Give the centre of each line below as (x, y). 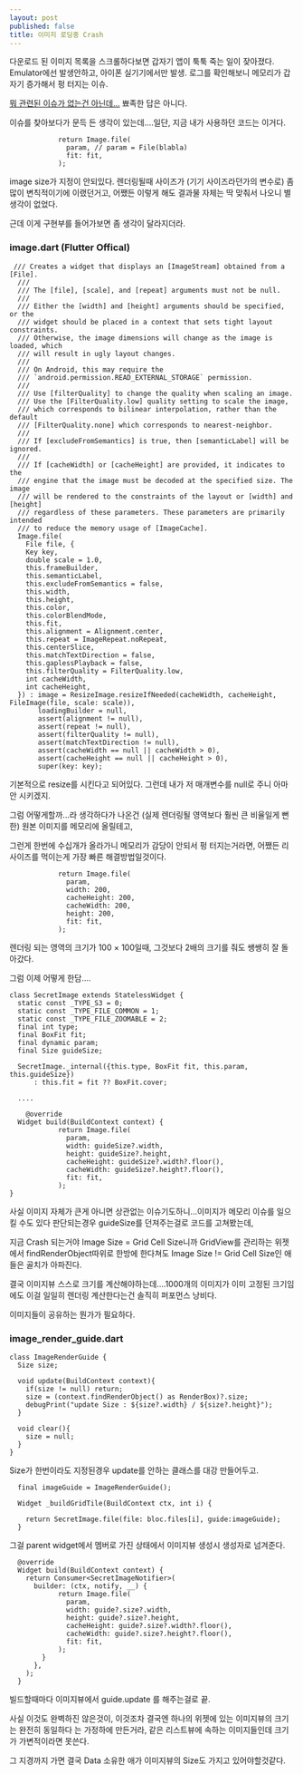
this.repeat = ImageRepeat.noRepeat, (97, 639)
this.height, (50, 599)
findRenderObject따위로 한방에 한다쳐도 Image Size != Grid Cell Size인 (154, 1253)
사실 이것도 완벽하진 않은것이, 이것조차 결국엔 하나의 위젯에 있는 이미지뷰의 (141, 1718)
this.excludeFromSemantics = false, (95, 584)
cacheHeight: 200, (101, 897)
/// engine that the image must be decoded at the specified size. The (156, 480)
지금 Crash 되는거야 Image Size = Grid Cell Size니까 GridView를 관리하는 (141, 1242)
